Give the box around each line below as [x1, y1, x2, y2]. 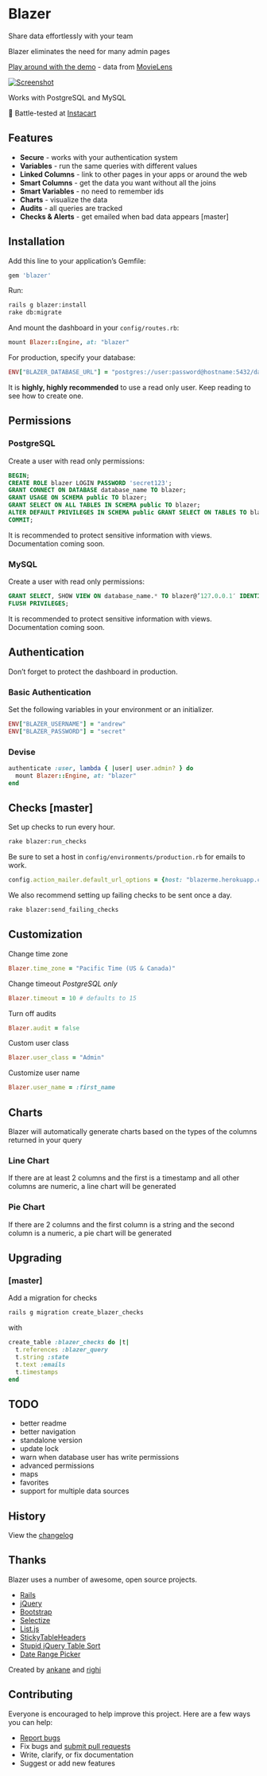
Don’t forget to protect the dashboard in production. [8, 667, 178, 676]
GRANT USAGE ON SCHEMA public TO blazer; [8, 494, 148, 502]
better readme [19, 1418, 68, 1428]
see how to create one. [8, 391, 83, 401]
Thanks [8, 1554, 47, 1567]
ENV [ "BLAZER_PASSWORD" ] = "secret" [8, 727, 126, 735]
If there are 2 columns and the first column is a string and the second [8, 1219, 234, 1229]
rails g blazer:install [8, 301, 87, 309]
